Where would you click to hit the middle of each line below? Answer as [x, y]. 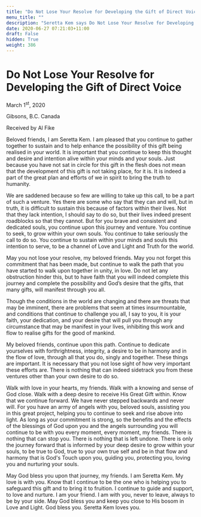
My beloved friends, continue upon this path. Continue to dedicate [88, 345]
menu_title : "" [25, 17]
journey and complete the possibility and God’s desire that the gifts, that [95, 283]
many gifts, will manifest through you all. [56, 290]
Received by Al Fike [31, 128]
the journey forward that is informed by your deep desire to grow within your [100, 445]
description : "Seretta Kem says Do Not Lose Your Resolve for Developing [100, 23]
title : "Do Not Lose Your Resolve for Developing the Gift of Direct [95, 12]
